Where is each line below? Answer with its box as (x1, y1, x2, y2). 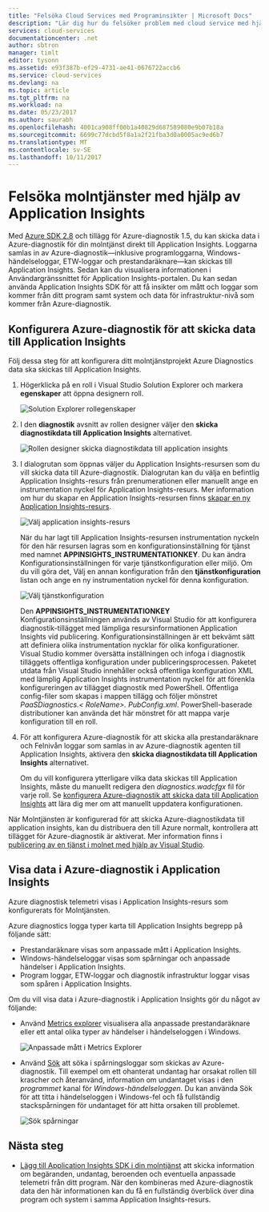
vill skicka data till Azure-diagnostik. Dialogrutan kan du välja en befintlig (19, 468, 260, 477)
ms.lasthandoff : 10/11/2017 (8, 153, 102, 161)
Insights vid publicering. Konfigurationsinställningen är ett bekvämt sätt (19, 632, 255, 641)
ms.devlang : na (8, 78, 59, 86)
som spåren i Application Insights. (19, 978, 132, 989)
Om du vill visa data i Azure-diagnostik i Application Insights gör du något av (8, 994, 260, 1004)
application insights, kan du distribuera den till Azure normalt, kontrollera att (8, 823, 259, 833)
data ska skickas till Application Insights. (8, 365, 142, 374)
